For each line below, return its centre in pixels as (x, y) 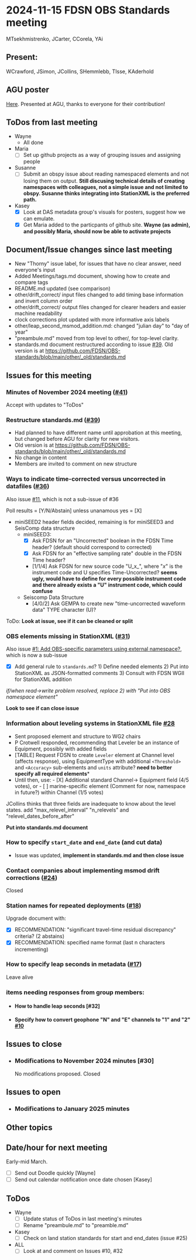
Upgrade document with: (36, 918)
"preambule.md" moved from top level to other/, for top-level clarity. (97, 338)
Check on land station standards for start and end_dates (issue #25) (105, 1238)
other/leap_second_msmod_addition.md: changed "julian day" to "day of (102, 326)
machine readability (38, 313)
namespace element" (32, 697)
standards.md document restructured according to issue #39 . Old (94, 345)
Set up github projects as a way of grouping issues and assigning (102, 155)
